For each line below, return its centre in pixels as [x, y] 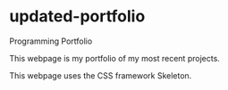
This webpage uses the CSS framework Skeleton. [101, 75]
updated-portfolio [77, 16]
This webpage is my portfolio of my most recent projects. [115, 58]
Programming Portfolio [51, 41]
